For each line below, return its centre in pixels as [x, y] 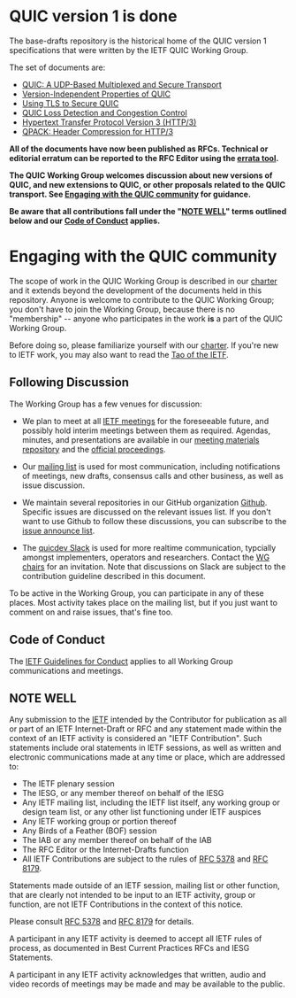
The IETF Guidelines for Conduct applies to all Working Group [121, 661]
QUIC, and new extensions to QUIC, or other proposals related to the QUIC [147, 184]
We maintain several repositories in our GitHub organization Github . [144, 502]
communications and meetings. [66, 670]
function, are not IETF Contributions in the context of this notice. [126, 904]
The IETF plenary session [68, 784]
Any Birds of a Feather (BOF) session [89, 831]
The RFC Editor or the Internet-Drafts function [106, 850]
